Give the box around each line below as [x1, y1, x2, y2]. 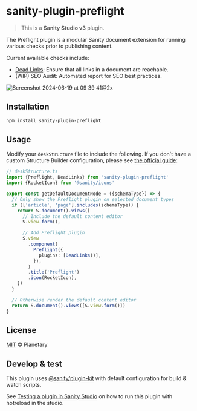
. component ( [28, 241, 59, 248]
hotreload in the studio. [6, 399, 64, 407]
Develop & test [6, 358, 62, 369]
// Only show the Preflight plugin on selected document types [11, 196, 174, 202]
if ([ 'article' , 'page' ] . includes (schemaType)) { [11, 202, 139, 208]
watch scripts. [6, 381, 42, 389]
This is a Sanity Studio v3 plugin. [21, 24, 105, 31]
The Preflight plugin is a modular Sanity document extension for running [6, 36, 186, 43]
